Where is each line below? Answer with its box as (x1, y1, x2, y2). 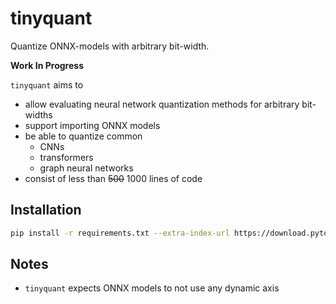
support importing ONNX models (24, 119, 161, 131)
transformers (39, 151, 94, 163)
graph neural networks (39, 162, 134, 174)
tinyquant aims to (10, 78, 84, 91)
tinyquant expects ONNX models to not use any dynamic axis (24, 282, 280, 294)
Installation (10, 202, 82, 219)
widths (24, 108, 53, 121)
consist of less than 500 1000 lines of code (24, 172, 203, 184)
